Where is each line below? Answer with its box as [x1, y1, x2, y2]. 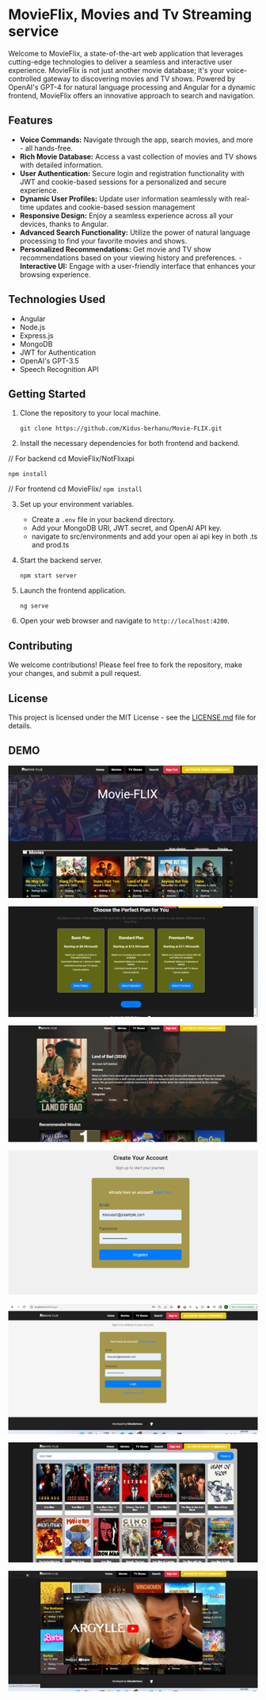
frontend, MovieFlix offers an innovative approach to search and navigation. [8, 90, 256, 100]
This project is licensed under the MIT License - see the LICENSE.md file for [8, 712, 256, 722]
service [8, 22, 59, 40]
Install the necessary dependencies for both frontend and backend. [19, 439, 240, 448]
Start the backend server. [19, 555, 103, 565]
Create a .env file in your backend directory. [31, 515, 176, 524]
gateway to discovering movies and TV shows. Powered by [43, 74, 236, 83]
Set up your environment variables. [19, 500, 135, 509]
